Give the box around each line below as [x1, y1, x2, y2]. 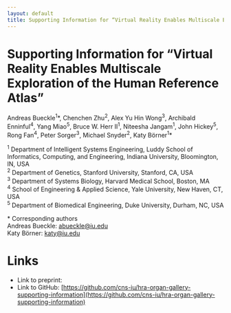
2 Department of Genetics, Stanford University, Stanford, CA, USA [7, 167, 194, 176]
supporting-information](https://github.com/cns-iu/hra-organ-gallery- [16, 290, 215, 299]
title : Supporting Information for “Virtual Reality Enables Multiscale [7, 17, 220, 23]
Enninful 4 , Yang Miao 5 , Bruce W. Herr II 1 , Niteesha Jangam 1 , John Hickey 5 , [7, 121, 219, 131]
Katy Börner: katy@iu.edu [7, 228, 80, 237]
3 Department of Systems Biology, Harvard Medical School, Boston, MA [7, 175, 210, 185]
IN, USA [7, 160, 30, 169]
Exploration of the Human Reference [7, 75, 219, 91]
